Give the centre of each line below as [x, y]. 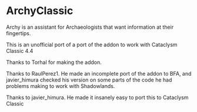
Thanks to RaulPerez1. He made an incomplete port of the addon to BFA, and [99, 73]
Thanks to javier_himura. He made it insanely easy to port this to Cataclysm [97, 97]
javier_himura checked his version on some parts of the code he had [89, 80]
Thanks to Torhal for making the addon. [54, 62]
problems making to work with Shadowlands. [61, 86]
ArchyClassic [40, 11]
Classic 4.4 [20, 50]
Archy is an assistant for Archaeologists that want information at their [90, 27]
